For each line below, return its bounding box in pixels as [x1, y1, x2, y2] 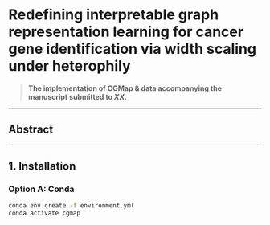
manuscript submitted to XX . [27, 92, 127, 101]
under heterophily [8, 57, 131, 76]
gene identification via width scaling [8, 40, 257, 58]
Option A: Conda [8, 183, 75, 194]
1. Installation [8, 159, 76, 174]
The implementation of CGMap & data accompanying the [27, 83, 223, 93]
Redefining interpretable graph [8, 6, 219, 24]
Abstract [8, 123, 54, 137]
